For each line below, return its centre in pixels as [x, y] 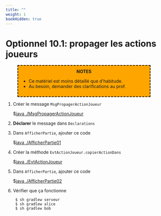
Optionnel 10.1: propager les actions [81, 43]
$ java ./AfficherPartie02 [37, 181]
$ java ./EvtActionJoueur [38, 162]
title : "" [16, 10]
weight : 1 [16, 14]
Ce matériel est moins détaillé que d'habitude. [76, 81]
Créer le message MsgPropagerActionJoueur [57, 104]
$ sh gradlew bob [33, 209]
